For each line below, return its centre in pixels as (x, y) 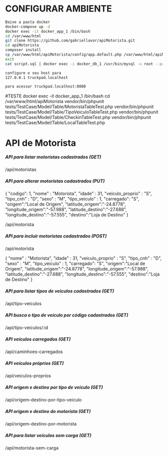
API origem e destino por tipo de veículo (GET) (54, 387)
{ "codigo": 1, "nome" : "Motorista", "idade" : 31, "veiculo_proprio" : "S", (78, 193)
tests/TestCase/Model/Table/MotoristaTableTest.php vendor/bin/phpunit (79, 107)
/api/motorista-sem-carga (32, 448)
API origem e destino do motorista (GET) (48, 411)
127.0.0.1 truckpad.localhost (37, 77)
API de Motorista (41, 143)
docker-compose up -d (28, 26)
